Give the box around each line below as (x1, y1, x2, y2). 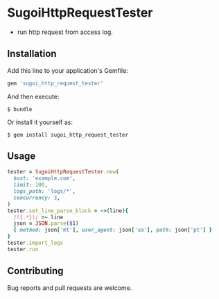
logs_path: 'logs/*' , (13, 188, 76, 195)
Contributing (7, 265, 64, 277)
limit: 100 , (13, 182, 49, 189)
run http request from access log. (17, 28, 113, 36)
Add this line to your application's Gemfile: (7, 66, 128, 74)
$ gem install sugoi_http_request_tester (7, 131, 129, 138)
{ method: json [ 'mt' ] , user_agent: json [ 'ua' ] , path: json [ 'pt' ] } (13, 227, 213, 234)
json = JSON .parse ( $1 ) (13, 220, 79, 227)
